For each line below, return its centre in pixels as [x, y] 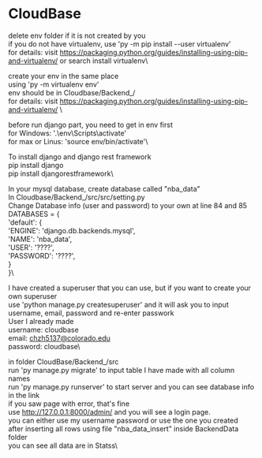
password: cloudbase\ [44, 346]
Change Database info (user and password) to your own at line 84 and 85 [127, 205]
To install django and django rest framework [80, 156]
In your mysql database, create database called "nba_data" [105, 188]
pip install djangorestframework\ [61, 173]
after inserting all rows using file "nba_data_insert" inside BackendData [124, 428]
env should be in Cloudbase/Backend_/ [72, 92]
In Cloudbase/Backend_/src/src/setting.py [77, 197]
